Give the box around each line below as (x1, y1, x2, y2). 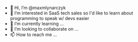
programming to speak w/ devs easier (10, 15, 89, 21)
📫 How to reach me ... (10, 31, 57, 37)
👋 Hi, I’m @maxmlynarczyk (10, 5, 66, 10)
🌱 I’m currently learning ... (10, 20, 64, 26)
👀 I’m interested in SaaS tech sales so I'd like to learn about (10, 10, 133, 16)
